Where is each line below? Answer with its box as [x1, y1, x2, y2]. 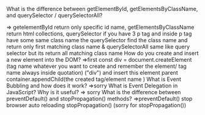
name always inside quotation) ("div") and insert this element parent [6, 69, 179, 76]
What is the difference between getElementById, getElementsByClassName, [6, 6, 198, 12]
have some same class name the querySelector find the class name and [6, 37, 188, 43]
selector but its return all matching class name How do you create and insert [6, 50, 199, 57]
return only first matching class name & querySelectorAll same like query [6, 43, 190, 50]
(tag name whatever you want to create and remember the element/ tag [6, 62, 187, 70]
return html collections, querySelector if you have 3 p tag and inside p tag [6, 30, 192, 37]
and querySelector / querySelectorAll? [6, 12, 103, 19]
